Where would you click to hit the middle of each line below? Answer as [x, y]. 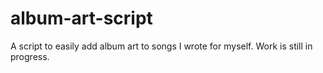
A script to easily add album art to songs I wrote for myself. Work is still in [161, 46]
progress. [30, 56]
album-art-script [81, 18]
